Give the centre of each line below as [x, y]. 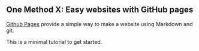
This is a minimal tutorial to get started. [54, 42]
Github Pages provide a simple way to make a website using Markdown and [99, 24]
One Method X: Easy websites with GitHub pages [100, 10]
